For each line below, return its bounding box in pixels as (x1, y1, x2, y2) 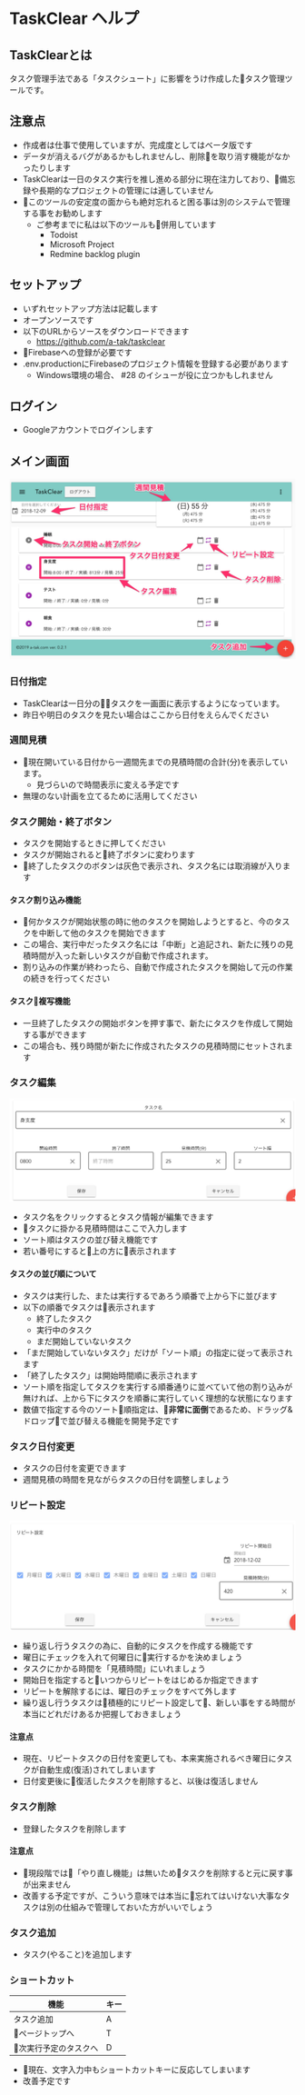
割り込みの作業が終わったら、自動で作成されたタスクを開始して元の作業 (22, 962, 293, 973)
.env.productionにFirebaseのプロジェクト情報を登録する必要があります (22, 358, 289, 369)
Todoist (49, 229, 79, 240)
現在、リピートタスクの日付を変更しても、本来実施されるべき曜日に (22, 1753, 277, 1764)
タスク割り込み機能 (9, 894, 82, 905)
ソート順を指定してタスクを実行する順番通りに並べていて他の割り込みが (22, 1381, 293, 1392)
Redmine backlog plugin (49, 248, 141, 259)
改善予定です (22, 2076, 71, 2087)
